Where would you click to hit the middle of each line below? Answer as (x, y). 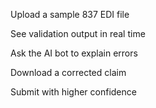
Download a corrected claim (68, 72)
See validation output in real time (78, 33)
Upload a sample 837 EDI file (70, 14)
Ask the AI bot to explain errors (74, 53)
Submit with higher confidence (73, 92)
